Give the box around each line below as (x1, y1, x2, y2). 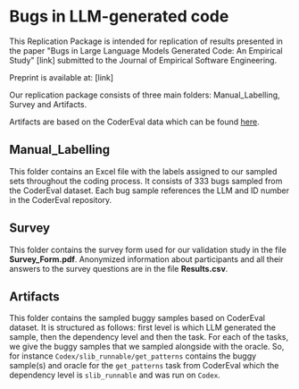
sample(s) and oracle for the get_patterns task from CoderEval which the (9, 360, 279, 371)
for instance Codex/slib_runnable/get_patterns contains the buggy (9, 351, 257, 361)
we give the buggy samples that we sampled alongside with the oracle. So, (9, 342, 285, 352)
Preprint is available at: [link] (9, 72, 114, 82)
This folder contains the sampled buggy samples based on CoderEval (9, 313, 266, 324)
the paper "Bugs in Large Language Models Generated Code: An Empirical (9, 45, 283, 55)
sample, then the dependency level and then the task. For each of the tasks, (9, 332, 288, 342)
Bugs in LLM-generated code (9, 6, 229, 27)
